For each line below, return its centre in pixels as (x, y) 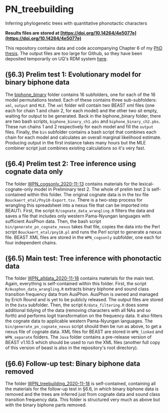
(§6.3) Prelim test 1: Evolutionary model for (73, 75)
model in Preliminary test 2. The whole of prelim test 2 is (92, 189)
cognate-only (19, 189)
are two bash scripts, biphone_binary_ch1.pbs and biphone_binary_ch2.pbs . (83, 121)
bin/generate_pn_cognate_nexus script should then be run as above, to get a (83, 326)
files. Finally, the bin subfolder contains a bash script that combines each (81, 132)
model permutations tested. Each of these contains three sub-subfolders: (81, 100)
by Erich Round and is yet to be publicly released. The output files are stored (84, 300)
